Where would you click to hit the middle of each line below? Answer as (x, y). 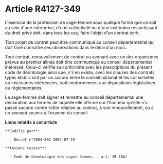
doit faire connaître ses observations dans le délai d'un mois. (66, 47)
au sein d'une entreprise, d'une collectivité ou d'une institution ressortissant (81, 27)
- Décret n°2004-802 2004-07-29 (42, 140)
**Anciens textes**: (26, 148)
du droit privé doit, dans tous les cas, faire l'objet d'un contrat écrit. (72, 33)
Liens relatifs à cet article (31, 122)
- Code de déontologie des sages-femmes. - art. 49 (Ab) (68, 157)
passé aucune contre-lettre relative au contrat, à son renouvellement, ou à (80, 108)
